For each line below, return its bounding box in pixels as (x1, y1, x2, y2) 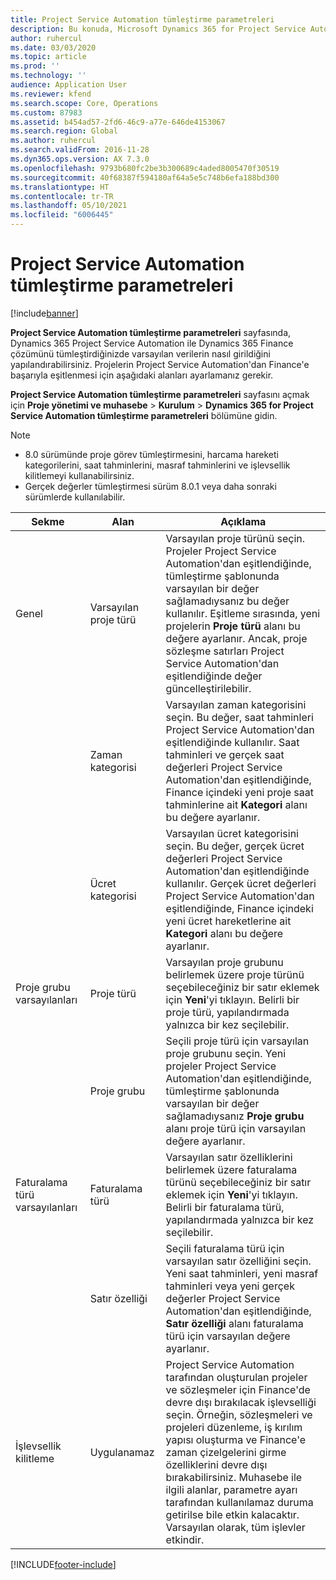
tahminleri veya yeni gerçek (165, 1279, 295, 1293)
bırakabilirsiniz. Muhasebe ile (165, 1470, 303, 1484)
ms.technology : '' (10, 71, 87, 81)
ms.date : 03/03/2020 (10, 42, 97, 53)
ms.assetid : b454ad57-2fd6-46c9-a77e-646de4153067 (10, 117, 226, 127)
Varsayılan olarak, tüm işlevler (165, 1520, 306, 1534)
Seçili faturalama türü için (165, 1241, 285, 1255)
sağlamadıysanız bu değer (165, 594, 290, 608)
